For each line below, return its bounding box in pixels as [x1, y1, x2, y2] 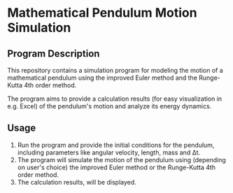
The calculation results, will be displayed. [17, 178, 136, 186]
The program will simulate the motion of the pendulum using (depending [17, 155, 226, 164]
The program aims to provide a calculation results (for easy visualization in [7, 94, 223, 103]
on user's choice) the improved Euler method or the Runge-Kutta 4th [17, 163, 216, 171]
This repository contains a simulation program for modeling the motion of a [7, 66, 224, 74]
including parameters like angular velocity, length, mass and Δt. [17, 148, 201, 157]
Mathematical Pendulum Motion [7, 5, 197, 21]
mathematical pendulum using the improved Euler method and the [7, 73, 198, 82]
